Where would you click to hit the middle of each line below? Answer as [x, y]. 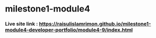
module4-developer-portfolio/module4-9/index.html [69, 30]
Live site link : [21, 24]
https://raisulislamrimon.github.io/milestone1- [95, 24]
